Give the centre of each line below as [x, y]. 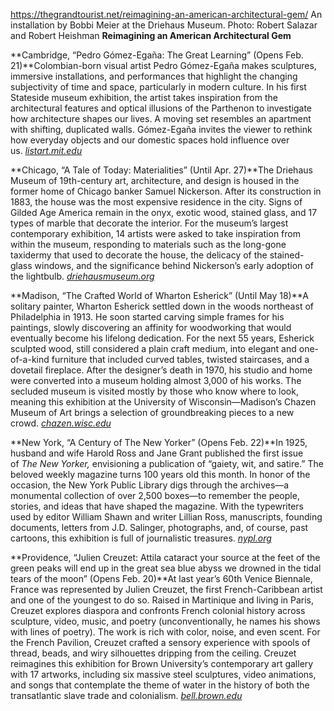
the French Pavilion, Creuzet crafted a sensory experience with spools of [160, 642]
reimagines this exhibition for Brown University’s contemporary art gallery [162, 663]
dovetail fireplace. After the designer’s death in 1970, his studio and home [161, 370]
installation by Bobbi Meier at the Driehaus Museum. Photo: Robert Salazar [164, 25]
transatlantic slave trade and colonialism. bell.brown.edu [126, 695]
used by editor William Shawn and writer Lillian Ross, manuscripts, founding [166, 517]
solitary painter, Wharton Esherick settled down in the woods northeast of [162, 306]
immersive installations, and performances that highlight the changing [154, 76]
